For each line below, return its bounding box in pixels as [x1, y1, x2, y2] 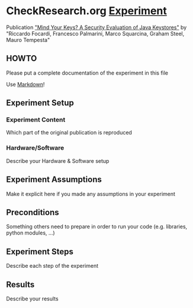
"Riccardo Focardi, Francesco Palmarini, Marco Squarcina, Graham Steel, [6, 30, 185, 37]
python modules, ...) [6, 229, 55, 236]
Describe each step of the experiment [6, 262, 99, 269]
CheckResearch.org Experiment [6, 4, 167, 18]
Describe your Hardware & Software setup [6, 157, 110, 164]
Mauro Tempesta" [6, 36, 50, 43]
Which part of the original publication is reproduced [6, 129, 132, 136]
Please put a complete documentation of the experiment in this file [6, 69, 169, 76]
